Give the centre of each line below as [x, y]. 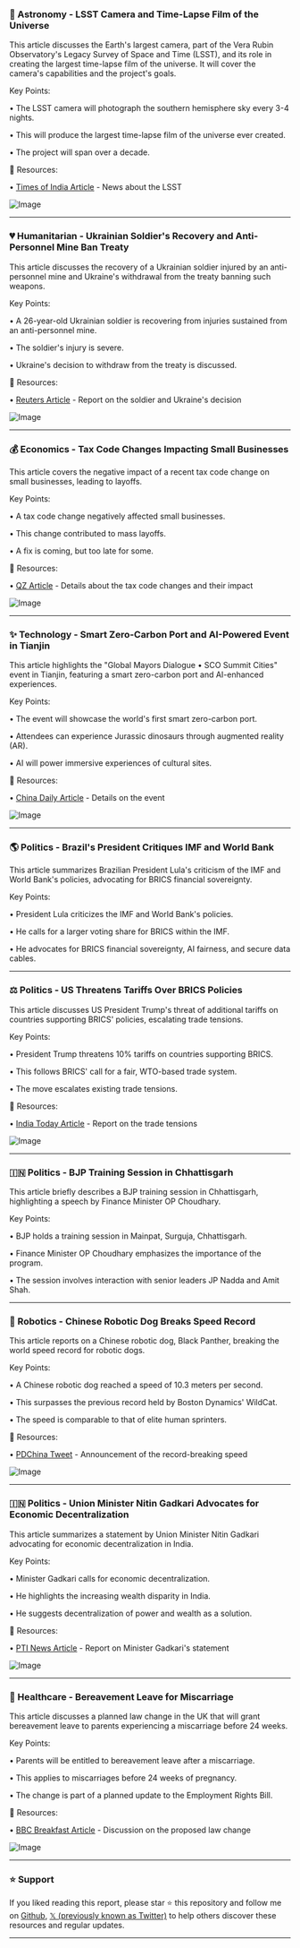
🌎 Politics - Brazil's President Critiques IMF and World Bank [142, 847]
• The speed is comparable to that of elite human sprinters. [118, 1420]
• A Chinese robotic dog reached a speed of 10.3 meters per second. [136, 1385]
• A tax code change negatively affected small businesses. [117, 516]
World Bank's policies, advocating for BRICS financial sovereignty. [131, 880]
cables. [23, 958]
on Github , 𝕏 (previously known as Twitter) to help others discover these [143, 1916]
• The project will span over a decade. [79, 152]
